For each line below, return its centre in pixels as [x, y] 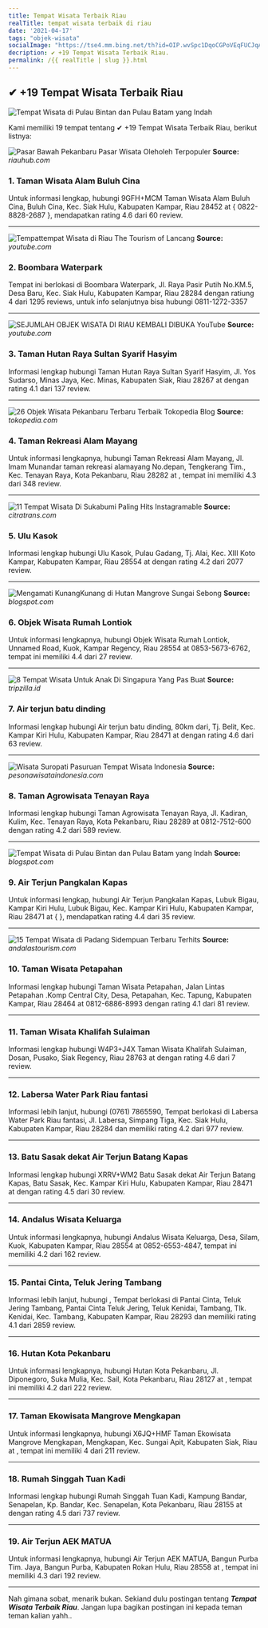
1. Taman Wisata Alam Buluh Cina [74, 181]
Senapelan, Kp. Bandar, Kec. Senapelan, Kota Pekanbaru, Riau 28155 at [126, 1505]
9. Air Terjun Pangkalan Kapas [68, 882]
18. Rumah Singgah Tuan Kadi [67, 1478]
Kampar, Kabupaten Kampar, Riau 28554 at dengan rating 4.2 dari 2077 [126, 562]
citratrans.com [33, 515]
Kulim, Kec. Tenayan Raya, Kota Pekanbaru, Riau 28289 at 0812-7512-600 [130, 822]
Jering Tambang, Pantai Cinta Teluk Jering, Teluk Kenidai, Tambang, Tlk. [128, 1308]
